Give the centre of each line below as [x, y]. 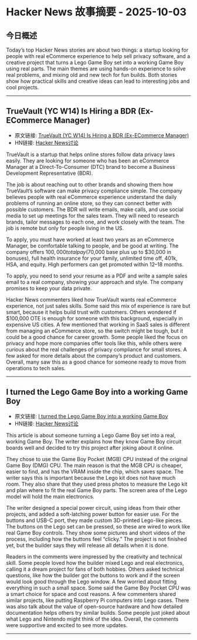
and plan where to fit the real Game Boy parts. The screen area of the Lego [97, 490]
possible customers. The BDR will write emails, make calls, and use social [95, 209]
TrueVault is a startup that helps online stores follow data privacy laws [91, 154]
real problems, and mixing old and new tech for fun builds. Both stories [92, 75]
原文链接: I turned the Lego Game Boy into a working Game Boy [91, 416]
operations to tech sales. [36, 368]
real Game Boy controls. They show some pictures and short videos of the [96, 533]
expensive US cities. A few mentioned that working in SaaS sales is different [98, 324]
